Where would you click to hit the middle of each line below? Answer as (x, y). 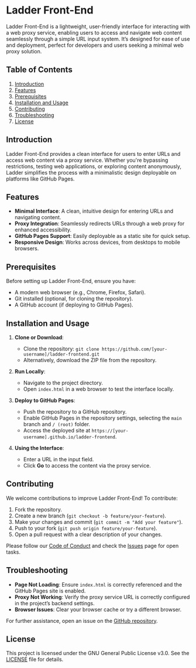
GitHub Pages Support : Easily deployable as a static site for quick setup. (102, 236)
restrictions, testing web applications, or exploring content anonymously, (94, 166)
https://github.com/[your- (135, 349)
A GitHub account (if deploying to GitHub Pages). (74, 305)
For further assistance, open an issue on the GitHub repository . (82, 621)
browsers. (27, 248)
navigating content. (38, 217)
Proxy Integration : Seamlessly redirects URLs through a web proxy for (99, 224)
